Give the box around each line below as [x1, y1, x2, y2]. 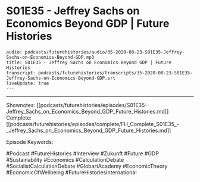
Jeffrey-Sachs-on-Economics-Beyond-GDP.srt [6, 75, 116, 81]
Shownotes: [6, 101, 36, 108]
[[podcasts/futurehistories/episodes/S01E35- [36, 101, 148, 108]
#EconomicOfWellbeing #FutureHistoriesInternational [6, 168, 137, 176]
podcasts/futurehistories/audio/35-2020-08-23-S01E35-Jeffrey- [24, 49, 185, 55]
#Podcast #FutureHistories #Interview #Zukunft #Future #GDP [6, 150, 160, 157]
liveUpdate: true [6, 80, 49, 86]
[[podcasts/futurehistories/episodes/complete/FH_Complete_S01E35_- [6, 120, 180, 127]
